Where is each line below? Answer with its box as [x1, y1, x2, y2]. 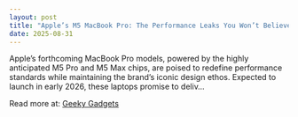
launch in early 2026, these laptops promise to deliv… [9, 81, 206, 92]
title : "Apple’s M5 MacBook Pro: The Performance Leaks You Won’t [9, 21, 260, 30]
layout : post [9, 12, 58, 22]
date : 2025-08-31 [9, 29, 74, 38]
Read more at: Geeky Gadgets [9, 99, 120, 109]
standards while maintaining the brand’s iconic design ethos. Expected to [9, 72, 277, 83]
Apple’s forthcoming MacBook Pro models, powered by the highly [9, 54, 249, 64]
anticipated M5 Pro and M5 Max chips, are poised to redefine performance [9, 62, 283, 73]
